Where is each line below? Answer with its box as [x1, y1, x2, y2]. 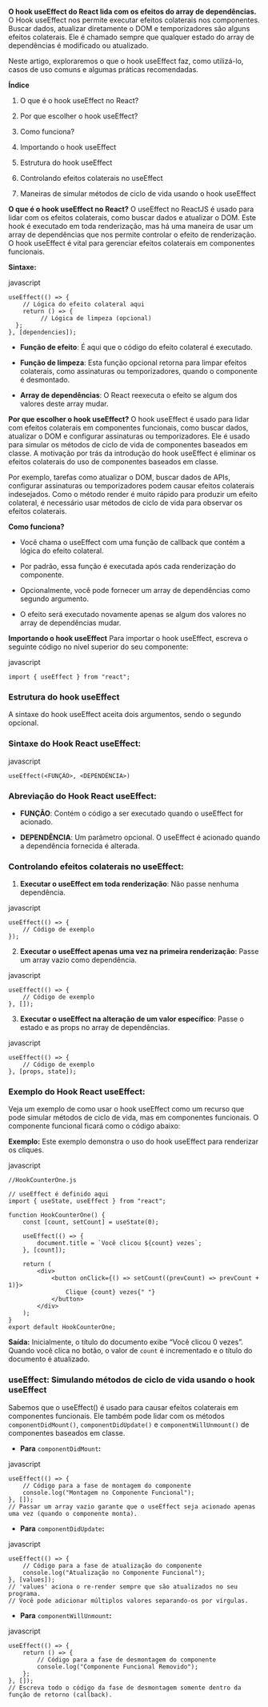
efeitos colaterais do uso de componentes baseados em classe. [8, 457, 218, 467]
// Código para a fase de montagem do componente [22, 1481, 192, 1489]
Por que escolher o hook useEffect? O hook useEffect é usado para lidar [8, 415, 250, 423]
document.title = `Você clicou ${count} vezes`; [37, 1240, 202, 1248]
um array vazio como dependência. [19, 956, 138, 965]
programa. [8, 1589, 42, 1597]
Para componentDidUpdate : [19, 1524, 105, 1533]
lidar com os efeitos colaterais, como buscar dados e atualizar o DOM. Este [8, 213, 257, 222]
